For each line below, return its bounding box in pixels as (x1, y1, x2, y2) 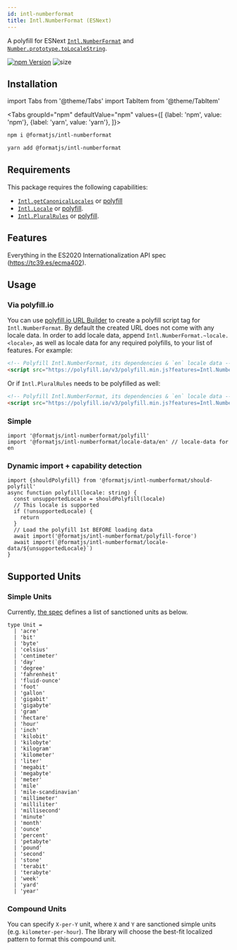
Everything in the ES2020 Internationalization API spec (7, 250, 166, 259)
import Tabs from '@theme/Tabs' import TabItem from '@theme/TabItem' (7, 97, 220, 105)
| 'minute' (13, 813, 46, 821)
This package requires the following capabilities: (7, 183, 148, 191)
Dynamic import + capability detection (7, 461, 142, 471)
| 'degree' (13, 665, 46, 672)
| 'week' (13, 875, 39, 883)
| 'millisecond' (13, 807, 61, 814)
